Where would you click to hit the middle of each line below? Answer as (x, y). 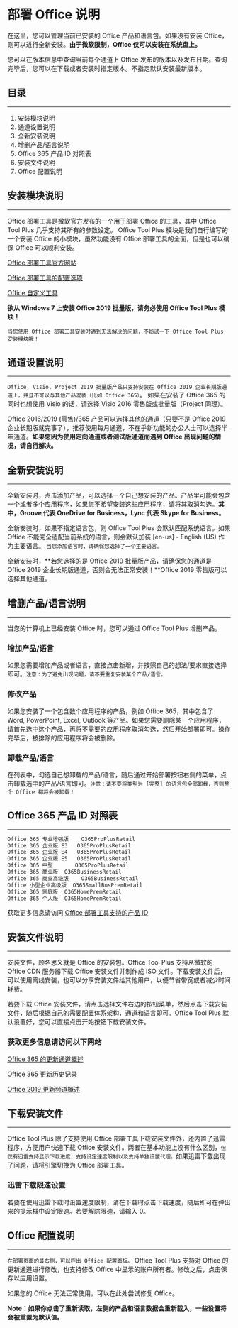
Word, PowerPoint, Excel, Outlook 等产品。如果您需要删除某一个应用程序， (116, 720)
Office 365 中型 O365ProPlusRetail (68, 866)
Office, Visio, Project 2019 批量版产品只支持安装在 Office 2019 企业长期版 (114, 388)
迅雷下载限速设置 (36, 1185)
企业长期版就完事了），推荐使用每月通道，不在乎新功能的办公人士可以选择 (114, 428)
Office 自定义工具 (33, 292)
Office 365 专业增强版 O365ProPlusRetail (72, 839)
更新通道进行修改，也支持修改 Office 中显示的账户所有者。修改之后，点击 (114, 1269)
